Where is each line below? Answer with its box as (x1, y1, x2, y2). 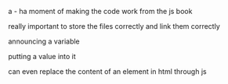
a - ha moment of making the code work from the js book (8, 7, 193, 16)
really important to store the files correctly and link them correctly (8, 22, 221, 30)
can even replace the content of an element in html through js (8, 67, 207, 76)
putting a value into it (8, 52, 76, 61)
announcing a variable (8, 37, 80, 46)
